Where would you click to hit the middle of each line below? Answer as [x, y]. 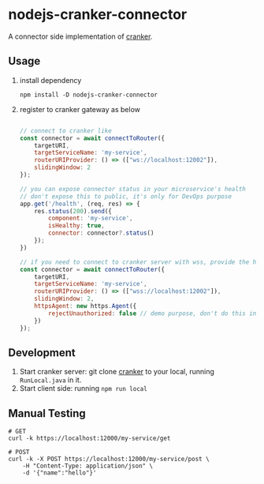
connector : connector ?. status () [101, 233]
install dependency [50, 80]
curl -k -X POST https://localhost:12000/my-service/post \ [109, 460]
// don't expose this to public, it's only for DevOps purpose [126, 196]
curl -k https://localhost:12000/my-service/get [89, 439]
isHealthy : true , [76, 226]
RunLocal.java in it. [50, 380]
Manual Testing [47, 413]
